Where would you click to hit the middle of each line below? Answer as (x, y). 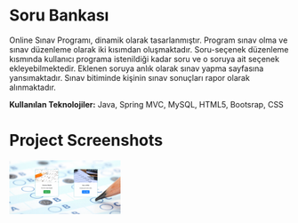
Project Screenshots (86, 141)
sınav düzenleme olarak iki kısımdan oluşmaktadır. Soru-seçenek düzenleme (149, 49)
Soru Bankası (59, 16)
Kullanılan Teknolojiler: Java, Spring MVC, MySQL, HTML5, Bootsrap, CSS (147, 104)
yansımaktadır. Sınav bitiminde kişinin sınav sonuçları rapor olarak (130, 77)
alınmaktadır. (32, 87)
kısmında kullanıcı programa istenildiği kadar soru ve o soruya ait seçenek (145, 59)
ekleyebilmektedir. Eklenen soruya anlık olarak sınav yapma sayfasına (137, 68)
